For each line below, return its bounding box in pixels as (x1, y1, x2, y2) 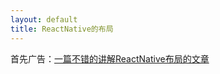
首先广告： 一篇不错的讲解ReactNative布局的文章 (10, 52, 210, 65)
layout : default (10, 14, 78, 25)
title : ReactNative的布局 (10, 24, 114, 34)
